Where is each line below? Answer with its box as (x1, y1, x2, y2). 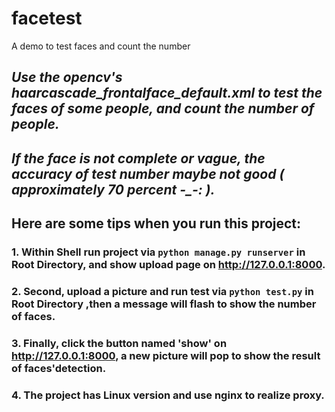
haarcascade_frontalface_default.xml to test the (11, 85, 323, 102)
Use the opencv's (11, 69, 123, 86)
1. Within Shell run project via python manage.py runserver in (11, 245, 306, 259)
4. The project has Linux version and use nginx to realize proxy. (11, 388, 325, 402)
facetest (11, 7, 83, 30)
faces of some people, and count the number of (11, 100, 315, 117)
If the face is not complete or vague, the (11, 150, 266, 167)
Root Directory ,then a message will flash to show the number (11, 297, 317, 311)
